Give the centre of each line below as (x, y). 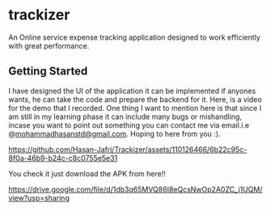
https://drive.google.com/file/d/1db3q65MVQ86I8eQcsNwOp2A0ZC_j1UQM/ (135, 189)
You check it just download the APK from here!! (87, 173)
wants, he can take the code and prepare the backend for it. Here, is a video (135, 99)
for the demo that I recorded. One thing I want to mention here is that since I (135, 108)
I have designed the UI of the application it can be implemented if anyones (132, 91)
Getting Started (48, 72)
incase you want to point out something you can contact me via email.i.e (129, 125)
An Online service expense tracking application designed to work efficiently (134, 37)
